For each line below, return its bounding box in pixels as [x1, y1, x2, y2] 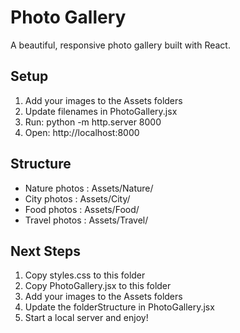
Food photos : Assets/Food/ [24, 203, 140, 215]
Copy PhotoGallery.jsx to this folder [24, 280, 172, 292]
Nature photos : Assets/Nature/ [24, 182, 154, 194]
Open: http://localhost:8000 [24, 126, 140, 138]
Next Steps [10, 242, 81, 260]
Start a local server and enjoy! [24, 312, 149, 324]
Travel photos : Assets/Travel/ [24, 214, 149, 226]
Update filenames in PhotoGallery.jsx [24, 105, 178, 117]
